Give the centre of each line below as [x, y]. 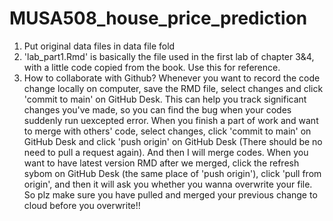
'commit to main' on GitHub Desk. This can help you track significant [165, 99]
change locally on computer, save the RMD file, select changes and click [173, 88]
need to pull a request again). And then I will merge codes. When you [166, 152]
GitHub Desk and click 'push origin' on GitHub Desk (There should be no [173, 141]
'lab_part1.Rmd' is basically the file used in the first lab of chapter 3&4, [169, 56]
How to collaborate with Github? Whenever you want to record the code [172, 78]
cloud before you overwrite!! [82, 205]
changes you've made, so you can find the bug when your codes [157, 109]
